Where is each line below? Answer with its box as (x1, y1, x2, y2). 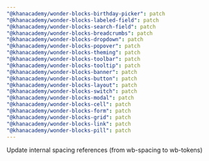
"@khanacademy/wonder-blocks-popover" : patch (6, 43, 140, 49)
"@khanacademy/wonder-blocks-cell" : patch (6, 101, 131, 108)
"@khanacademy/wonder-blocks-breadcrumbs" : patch (6, 29, 153, 37)
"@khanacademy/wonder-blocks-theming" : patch (6, 49, 140, 56)
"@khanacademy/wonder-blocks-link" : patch (6, 120, 131, 128)
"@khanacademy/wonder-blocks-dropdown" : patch (6, 36, 144, 43)
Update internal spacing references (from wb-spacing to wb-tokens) (6, 146, 203, 154)
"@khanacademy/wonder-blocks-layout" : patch (6, 82, 137, 89)
